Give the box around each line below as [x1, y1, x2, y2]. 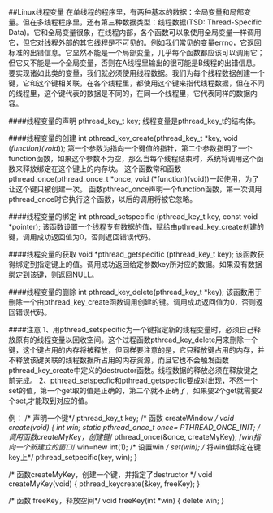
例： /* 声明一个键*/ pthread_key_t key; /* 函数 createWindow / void [8, 414, 234, 423]
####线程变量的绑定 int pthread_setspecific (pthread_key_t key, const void [8, 212, 258, 221]
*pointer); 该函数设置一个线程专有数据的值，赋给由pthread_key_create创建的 [8, 222, 265, 231]
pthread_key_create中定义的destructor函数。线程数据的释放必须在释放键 [8, 366, 251, 375]
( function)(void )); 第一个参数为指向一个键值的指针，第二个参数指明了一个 [8, 143, 253, 153]
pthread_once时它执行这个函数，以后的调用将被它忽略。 [8, 195, 197, 204]
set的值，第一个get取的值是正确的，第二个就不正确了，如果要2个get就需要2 [8, 386, 262, 395]
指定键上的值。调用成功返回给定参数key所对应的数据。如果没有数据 [36, 260, 262, 269]
